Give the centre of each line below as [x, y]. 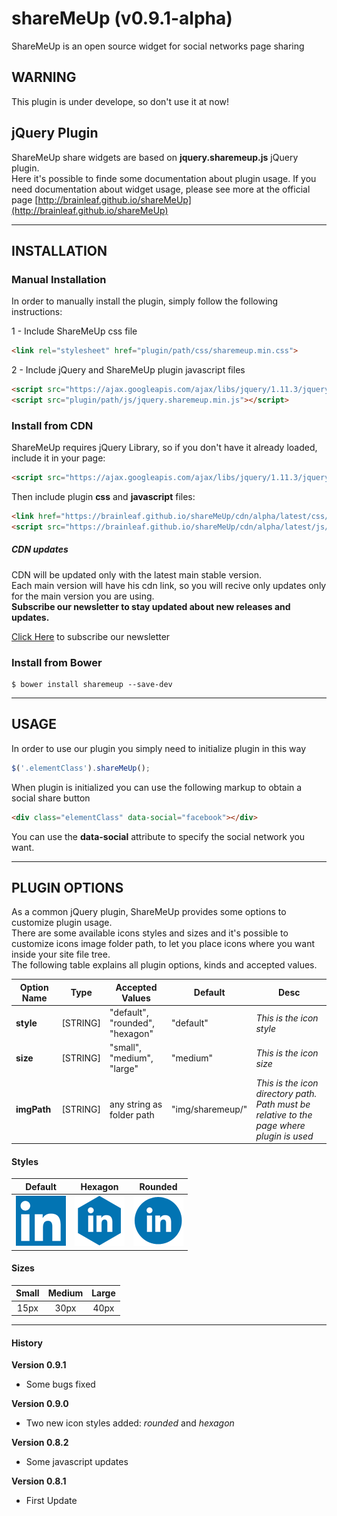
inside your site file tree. [61, 954]
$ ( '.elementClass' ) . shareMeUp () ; [81, 768]
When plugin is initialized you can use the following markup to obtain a [157, 787]
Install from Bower [57, 662]
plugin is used [284, 1136]
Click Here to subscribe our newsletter [91, 636]
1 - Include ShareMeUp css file [74, 331]
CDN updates [40, 549]
